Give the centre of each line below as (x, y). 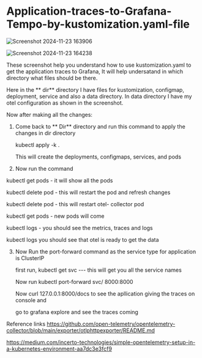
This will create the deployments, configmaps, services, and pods (98, 157)
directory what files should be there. (52, 78)
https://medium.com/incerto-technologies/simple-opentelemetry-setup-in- (101, 342)
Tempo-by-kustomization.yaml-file (98, 24)
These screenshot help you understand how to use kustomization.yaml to (99, 65)
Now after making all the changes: (50, 114)
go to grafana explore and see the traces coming (77, 312)
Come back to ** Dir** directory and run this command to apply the (100, 126)
